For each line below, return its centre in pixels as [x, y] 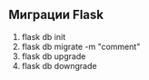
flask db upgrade [54, 56]
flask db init [43, 36]
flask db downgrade [59, 65]
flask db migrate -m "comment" [81, 46]
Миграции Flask [56, 15]
